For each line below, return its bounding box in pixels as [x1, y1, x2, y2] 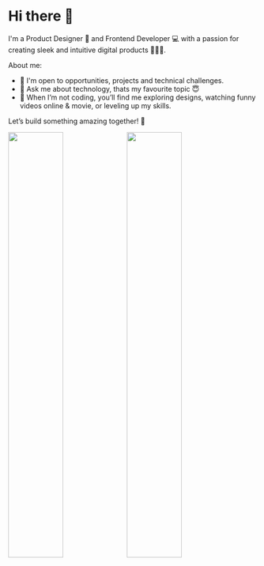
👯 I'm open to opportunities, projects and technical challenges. [19, 75, 224, 85]
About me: [8, 60, 42, 70]
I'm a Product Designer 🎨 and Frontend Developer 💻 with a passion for [8, 33, 239, 43]
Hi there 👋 [8, 7, 74, 25]
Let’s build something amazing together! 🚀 [8, 116, 145, 126]
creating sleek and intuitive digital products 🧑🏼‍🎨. [8, 45, 166, 55]
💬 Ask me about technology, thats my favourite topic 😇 [19, 84, 200, 93]
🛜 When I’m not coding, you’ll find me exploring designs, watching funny [19, 92, 256, 102]
